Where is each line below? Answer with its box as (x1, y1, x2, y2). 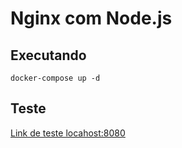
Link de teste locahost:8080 (10, 127, 126, 139)
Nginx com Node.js (10, 7, 173, 30)
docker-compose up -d (10, 73, 101, 83)
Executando (10, 47, 87, 64)
